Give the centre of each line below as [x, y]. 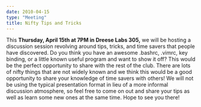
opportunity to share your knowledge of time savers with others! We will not [100, 78]
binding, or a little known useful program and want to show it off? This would [101, 59]
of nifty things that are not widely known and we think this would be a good [99, 72]
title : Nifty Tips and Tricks [44, 23]
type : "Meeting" [26, 17]
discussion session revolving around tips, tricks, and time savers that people [100, 46]
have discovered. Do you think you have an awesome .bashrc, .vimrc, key [97, 53]
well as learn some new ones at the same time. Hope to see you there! [93, 97]
